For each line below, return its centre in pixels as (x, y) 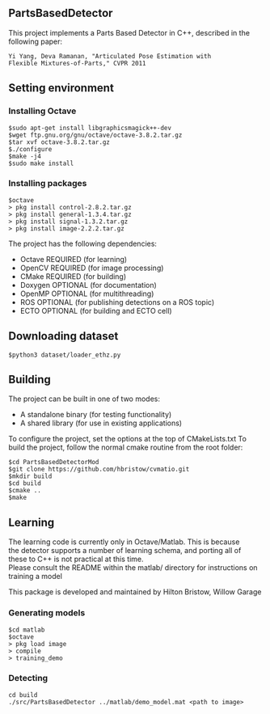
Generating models (47, 613)
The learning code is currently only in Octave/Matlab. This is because (124, 542)
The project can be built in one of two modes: (84, 399)
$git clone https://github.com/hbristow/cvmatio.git (99, 469)
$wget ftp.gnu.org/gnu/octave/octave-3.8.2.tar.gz (95, 135)
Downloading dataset (63, 336)
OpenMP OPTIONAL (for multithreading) (87, 294)
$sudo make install (41, 163)
